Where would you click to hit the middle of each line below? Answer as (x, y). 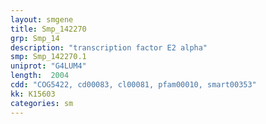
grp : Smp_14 (35, 38)
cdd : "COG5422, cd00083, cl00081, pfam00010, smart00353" (133, 85)
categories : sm (42, 103)
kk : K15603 (33, 94)
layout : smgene (42, 19)
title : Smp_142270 (48, 29)
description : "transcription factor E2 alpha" (109, 47)
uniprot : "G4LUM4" (48, 66)
